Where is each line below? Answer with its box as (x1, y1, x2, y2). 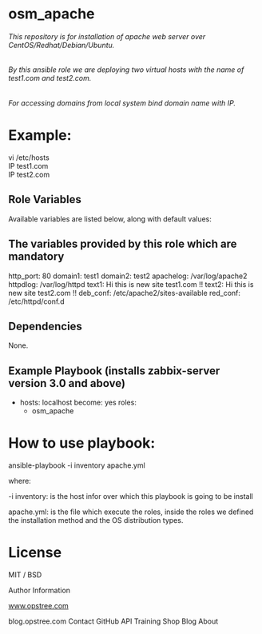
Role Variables (8, 193, 81, 206)
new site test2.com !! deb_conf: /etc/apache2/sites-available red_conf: (8, 288, 241, 297)
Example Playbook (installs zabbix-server (8, 364, 220, 377)
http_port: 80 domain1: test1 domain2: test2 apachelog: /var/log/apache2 (8, 271, 248, 281)
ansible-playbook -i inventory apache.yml (8, 461, 145, 470)
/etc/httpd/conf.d (8, 297, 65, 306)
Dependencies (8, 319, 82, 333)
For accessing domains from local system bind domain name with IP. (8, 98, 236, 108)
